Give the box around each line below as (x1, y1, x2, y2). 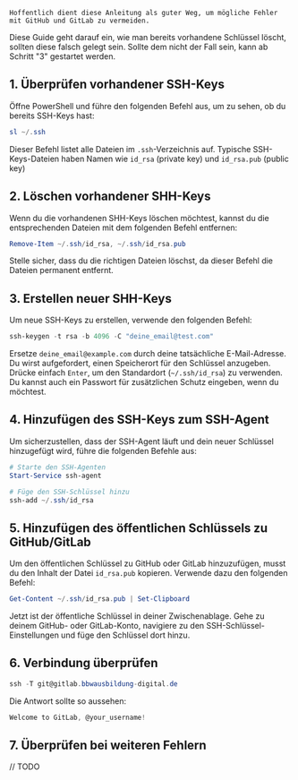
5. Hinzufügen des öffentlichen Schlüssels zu (9, 520, 268, 536)
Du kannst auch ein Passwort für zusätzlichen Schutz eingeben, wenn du (9, 377, 279, 388)
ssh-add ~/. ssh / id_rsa (9, 495, 94, 505)
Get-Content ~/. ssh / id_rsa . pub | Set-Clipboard (9, 595, 191, 604)
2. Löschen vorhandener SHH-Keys (9, 189, 211, 204)
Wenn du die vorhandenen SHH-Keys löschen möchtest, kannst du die (9, 212, 270, 223)
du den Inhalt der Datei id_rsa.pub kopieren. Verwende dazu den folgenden (9, 568, 288, 579)
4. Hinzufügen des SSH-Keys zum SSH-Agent (9, 412, 270, 427)
